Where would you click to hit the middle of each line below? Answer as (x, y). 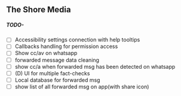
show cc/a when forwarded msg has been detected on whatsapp (95, 66)
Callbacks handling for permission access (66, 46)
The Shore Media (39, 10)
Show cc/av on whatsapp (46, 53)
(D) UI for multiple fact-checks (52, 73)
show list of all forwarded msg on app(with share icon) (82, 87)
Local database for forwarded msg (57, 80)
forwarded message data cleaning (57, 60)
